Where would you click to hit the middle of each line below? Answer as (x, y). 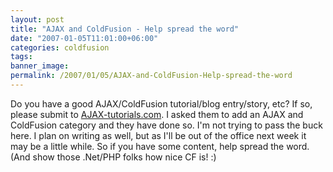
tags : (21, 57)
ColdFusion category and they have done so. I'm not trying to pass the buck (166, 125)
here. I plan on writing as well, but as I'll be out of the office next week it (158, 135)
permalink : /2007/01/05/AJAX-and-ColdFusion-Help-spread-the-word (151, 76)
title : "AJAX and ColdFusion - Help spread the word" (125, 29)
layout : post (37, 19)
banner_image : (40, 66)
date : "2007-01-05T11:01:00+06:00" (84, 38)
